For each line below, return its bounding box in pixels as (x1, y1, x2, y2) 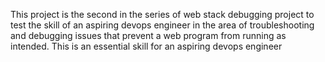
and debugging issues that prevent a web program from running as (10, 30, 287, 41)
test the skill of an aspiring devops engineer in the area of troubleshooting (10, 19, 315, 31)
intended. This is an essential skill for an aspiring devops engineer (10, 40, 283, 52)
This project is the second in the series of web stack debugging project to (10, 9, 315, 20)
